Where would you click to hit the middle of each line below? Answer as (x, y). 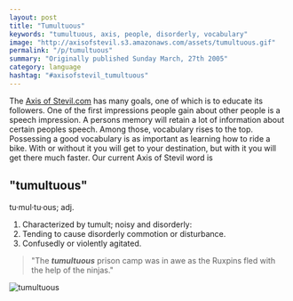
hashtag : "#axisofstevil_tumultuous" (79, 76)
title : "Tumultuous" (48, 26)
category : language (45, 68)
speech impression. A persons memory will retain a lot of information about (147, 119)
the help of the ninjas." (72, 270)
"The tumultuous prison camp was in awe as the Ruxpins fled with (153, 260)
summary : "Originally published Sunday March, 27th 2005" (119, 59)
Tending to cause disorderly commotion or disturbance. (124, 233)
